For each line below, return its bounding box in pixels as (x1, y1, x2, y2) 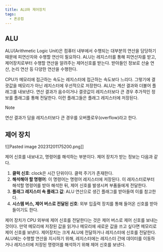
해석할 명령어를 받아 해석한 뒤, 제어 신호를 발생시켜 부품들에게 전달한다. (12, 183, 147, 188)
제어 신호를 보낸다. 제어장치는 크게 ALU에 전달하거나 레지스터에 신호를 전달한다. (5, 230, 157, 235)
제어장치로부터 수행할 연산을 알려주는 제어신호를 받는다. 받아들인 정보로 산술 (5, 60, 149, 66)
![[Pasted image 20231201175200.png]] (5, 144, 84, 149)
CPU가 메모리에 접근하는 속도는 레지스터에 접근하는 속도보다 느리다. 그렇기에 (5, 77, 151, 83)
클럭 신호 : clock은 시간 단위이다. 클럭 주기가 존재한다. (12, 170, 113, 176)
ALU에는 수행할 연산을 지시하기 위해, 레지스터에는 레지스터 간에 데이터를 (5, 235, 142, 241)
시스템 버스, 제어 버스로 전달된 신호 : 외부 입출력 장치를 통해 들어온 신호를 (12, 201, 149, 207)
